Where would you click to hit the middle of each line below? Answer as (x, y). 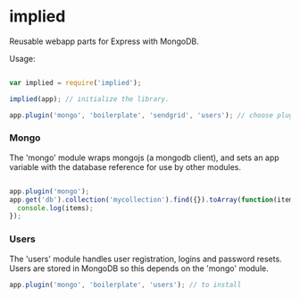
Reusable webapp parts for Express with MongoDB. (104, 41)
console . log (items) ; (55, 208)
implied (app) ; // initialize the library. (89, 99)
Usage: (22, 58)
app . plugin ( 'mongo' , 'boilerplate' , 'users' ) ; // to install (125, 285)
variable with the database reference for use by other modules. (125, 166)
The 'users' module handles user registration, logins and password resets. (146, 259)
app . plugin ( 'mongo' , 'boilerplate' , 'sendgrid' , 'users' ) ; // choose (142, 115)
